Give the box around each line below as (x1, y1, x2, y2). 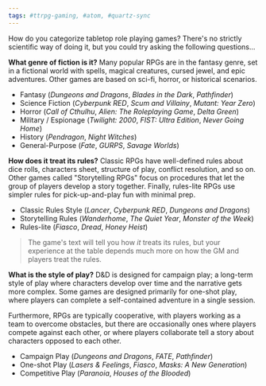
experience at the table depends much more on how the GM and (27, 246, 240, 255)
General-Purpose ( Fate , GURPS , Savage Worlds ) (19, 140, 180, 150)
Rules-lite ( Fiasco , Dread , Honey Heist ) (19, 222, 148, 232)
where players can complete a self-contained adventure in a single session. (8, 295, 256, 305)
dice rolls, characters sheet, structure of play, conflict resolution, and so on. (8, 164, 256, 174)
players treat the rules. (27, 254, 102, 263)
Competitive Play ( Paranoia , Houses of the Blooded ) (19, 368, 191, 378)
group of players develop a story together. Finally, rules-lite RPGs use (8, 181, 236, 191)
